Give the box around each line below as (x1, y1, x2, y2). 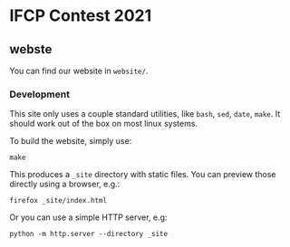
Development (9, 88, 71, 100)
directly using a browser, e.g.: (9, 178, 121, 190)
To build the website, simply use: (9, 136, 132, 147)
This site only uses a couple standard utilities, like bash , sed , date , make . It (9, 109, 281, 119)
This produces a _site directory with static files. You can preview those (9, 169, 276, 180)
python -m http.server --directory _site (9, 230, 169, 239)
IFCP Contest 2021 (9, 5, 152, 26)
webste (9, 42, 53, 57)
